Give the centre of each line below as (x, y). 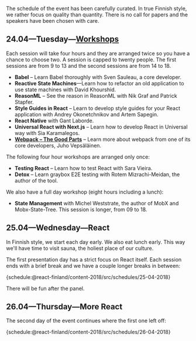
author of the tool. (36, 180)
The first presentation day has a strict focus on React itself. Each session (94, 259)
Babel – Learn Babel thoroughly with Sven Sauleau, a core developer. (98, 77)
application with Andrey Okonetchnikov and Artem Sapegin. (87, 114)
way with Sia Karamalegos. (47, 133)
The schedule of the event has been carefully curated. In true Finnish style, (97, 8)
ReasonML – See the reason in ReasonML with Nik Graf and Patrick (96, 95)
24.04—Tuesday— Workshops (63, 39)
